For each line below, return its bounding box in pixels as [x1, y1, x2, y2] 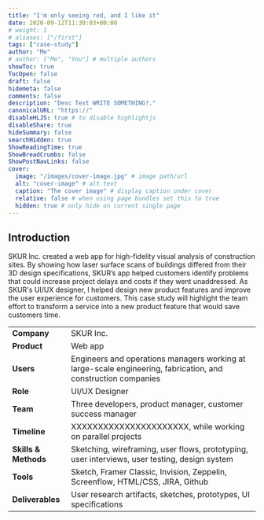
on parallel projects [70, 431, 142, 442]
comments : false [8, 92, 61, 100]
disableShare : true [8, 121, 72, 129]
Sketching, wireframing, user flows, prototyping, [70, 444, 249, 455]
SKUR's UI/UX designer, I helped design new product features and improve [8, 285, 251, 295]
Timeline [12, 426, 46, 437]
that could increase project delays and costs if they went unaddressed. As [8, 277, 248, 286]
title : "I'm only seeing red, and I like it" [8, 11, 159, 20]
